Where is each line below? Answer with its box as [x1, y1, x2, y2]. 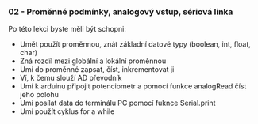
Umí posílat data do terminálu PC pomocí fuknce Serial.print [19, 98, 216, 108]
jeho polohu [19, 90, 60, 100]
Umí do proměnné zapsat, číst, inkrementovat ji [19, 65, 175, 74]
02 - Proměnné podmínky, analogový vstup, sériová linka [8, 6, 233, 17]
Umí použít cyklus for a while [19, 107, 115, 116]
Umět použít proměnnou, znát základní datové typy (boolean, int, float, [19, 39, 252, 49]
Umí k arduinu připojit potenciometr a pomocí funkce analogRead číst [19, 81, 247, 91]
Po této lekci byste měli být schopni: [8, 24, 127, 34]
